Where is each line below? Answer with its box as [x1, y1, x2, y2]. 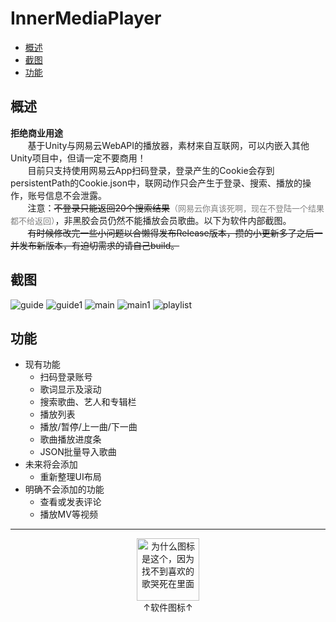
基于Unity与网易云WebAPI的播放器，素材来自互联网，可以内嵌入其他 [27, 139, 310, 151]
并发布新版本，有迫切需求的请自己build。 [10, 239, 180, 251]
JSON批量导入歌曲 [39, 446, 117, 458]
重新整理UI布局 [39, 471, 102, 483]
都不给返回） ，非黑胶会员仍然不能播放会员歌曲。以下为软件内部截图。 [10, 214, 292, 226]
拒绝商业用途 [10, 127, 63, 139]
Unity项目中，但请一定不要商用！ [10, 152, 147, 164]
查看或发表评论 [39, 496, 102, 508]
